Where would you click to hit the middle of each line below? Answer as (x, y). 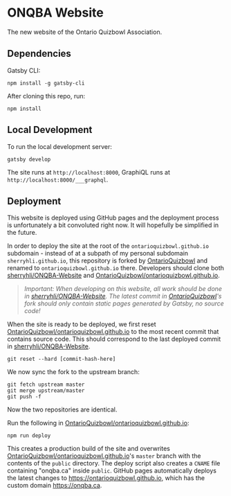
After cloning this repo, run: (46, 96)
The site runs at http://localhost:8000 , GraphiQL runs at (89, 172)
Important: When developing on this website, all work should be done (123, 289)
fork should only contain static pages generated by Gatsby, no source (124, 303)
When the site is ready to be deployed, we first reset (82, 324)
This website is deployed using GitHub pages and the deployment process (113, 218)
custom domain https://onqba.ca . (55, 486)
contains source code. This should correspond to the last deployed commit (114, 339)
